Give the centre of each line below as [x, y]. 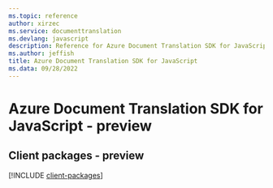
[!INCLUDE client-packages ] [56, 175]
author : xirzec [34, 23]
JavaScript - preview [80, 126]
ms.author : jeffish [41, 53]
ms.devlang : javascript [49, 38]
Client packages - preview [76, 156]
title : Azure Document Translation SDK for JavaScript [103, 62]
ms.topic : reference [43, 16]
